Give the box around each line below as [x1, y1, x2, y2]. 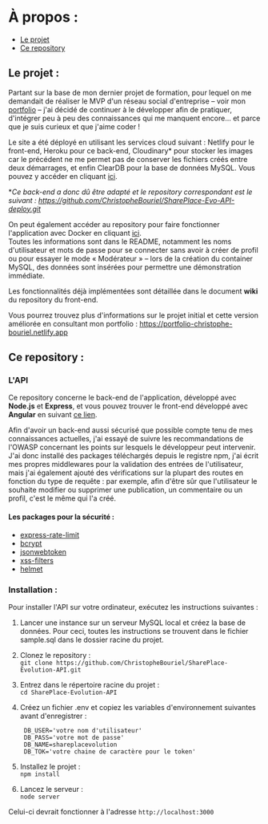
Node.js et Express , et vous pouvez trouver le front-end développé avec [8, 401, 248, 411]
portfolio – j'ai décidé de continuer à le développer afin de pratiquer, [8, 104, 232, 114]
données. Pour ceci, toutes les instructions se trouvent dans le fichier [19, 626, 249, 635]
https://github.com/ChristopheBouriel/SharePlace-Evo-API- [38, 195, 235, 205]
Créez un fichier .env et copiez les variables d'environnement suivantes [19, 702, 256, 712]
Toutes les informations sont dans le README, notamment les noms [8, 237, 232, 246]
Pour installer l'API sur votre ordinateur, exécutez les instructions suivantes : [8, 602, 258, 611]
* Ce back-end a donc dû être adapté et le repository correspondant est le [8, 187, 253, 197]
